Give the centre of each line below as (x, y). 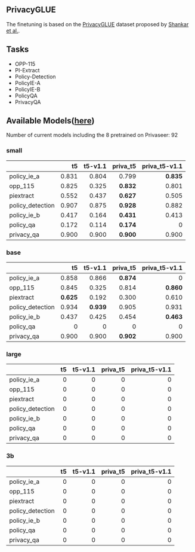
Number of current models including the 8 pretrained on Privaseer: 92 (92, 135)
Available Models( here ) (50, 121)
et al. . (13, 31)
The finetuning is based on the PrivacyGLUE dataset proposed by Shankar (97, 24)
